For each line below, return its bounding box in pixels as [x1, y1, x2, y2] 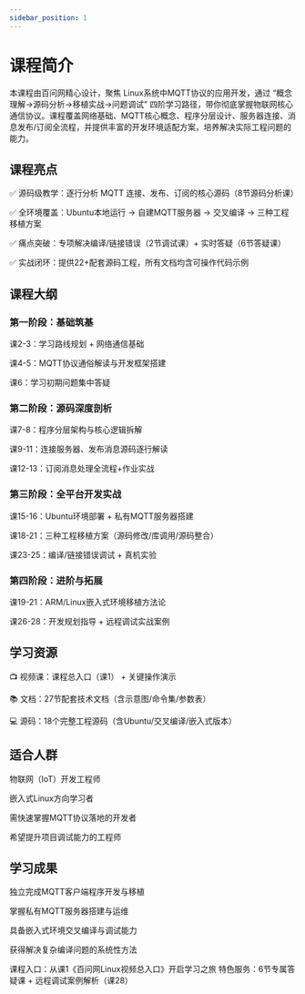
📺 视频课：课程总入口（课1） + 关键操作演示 [9, 671, 177, 682]
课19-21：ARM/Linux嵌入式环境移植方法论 [9, 596, 167, 607]
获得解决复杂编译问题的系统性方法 [9, 944, 137, 956]
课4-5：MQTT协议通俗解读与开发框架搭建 [9, 358, 167, 369]
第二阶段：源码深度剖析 [9, 401, 112, 414]
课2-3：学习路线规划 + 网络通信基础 [9, 339, 145, 350]
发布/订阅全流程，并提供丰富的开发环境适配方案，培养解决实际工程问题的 [16, 121, 292, 132]
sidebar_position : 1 [9, 13, 88, 23]
